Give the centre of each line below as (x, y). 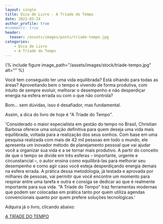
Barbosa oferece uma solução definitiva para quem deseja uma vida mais (80, 129)
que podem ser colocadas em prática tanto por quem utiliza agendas (75, 192)
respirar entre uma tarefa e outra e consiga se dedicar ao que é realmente (80, 181)
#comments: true (22, 28)
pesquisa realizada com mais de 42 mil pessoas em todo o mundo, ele (77, 140)
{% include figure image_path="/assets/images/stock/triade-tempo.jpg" (78, 65)
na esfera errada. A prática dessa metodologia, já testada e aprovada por (79, 171)
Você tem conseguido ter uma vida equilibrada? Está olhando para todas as (82, 80)
